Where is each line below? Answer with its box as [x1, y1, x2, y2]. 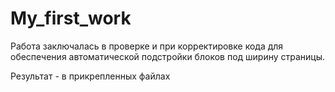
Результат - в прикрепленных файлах [10, 70, 171, 82]
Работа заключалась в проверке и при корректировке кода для [10, 40, 284, 52]
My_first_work [10, 7, 132, 30]
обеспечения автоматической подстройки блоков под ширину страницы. [10, 50, 326, 62]
